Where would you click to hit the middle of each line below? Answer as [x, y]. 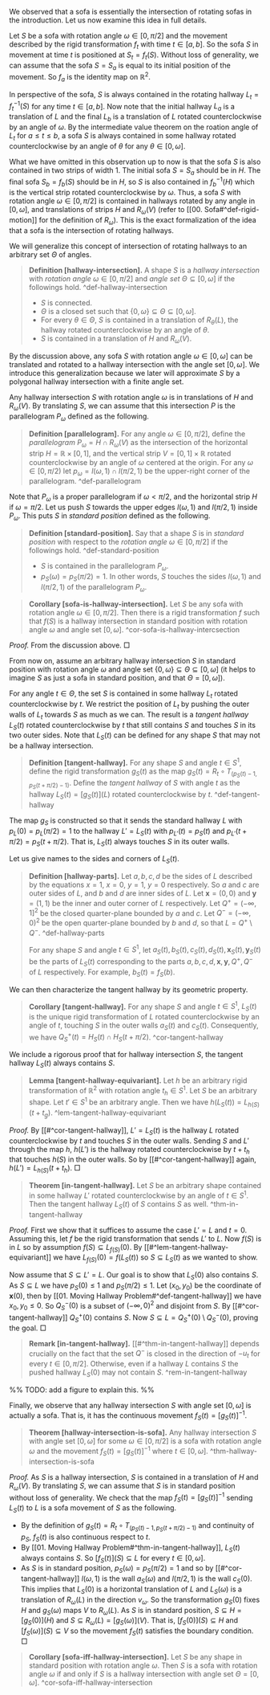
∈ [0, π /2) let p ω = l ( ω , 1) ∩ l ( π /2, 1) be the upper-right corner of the [139, 472]
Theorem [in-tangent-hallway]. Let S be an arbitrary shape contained [145, 1186]
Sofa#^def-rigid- [232, 209]
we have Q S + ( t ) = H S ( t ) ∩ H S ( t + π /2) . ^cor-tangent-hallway [126, 1037]
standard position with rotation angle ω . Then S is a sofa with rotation [143, 1665]
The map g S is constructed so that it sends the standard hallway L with [126, 821]
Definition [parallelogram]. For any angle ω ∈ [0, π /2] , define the [137, 434]
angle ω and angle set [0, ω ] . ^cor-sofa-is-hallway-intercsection [134, 630]
